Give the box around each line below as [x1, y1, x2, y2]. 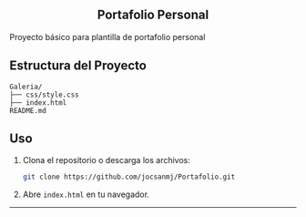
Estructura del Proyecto [9, 58, 148, 74]
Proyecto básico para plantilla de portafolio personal [9, 31, 206, 42]
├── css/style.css [9, 90, 79, 99]
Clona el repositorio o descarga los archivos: [22, 155, 191, 166]
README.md [9, 106, 47, 115]
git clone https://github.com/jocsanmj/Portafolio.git [22, 172, 236, 181]
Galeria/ [9, 82, 43, 91]
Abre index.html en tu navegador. [22, 189, 150, 200]
